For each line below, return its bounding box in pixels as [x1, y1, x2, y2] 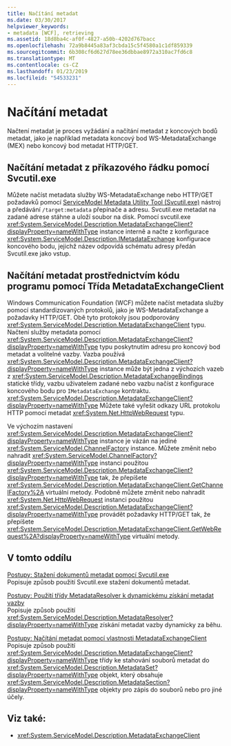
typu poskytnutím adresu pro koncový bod [99, 343, 221, 351]
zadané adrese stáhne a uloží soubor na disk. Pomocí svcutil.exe [7, 213, 191, 221]
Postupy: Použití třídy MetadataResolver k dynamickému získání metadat [7, 591, 214, 600]
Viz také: [7, 713, 46, 725]
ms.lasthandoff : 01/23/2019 [7, 68, 88, 75]
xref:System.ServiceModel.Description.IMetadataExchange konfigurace [7, 235, 211, 243]
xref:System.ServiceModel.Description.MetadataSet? [7, 663, 159, 671]
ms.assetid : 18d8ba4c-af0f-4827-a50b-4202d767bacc [7, 36, 156, 43]
